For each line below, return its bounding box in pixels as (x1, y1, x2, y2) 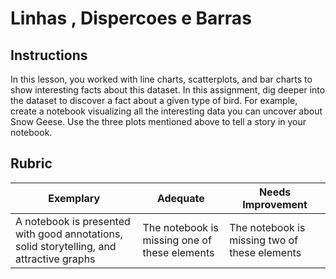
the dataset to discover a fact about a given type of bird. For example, (10, 95, 298, 106)
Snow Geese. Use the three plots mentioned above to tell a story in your (10, 116, 307, 127)
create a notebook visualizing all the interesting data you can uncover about (10, 105, 323, 117)
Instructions (10, 47, 88, 64)
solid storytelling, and (15, 239, 117, 253)
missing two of (229, 233, 299, 247)
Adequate (156, 191, 205, 205)
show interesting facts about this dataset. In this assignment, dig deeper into (10, 84, 326, 96)
